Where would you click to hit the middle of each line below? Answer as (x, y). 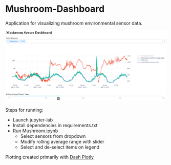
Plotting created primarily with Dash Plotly (49, 157)
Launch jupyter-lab (33, 120)
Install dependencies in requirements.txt (55, 125)
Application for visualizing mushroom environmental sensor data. (74, 23)
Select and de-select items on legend (60, 147)
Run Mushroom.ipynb (35, 131)
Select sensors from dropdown (53, 136)
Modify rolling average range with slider (62, 141)
